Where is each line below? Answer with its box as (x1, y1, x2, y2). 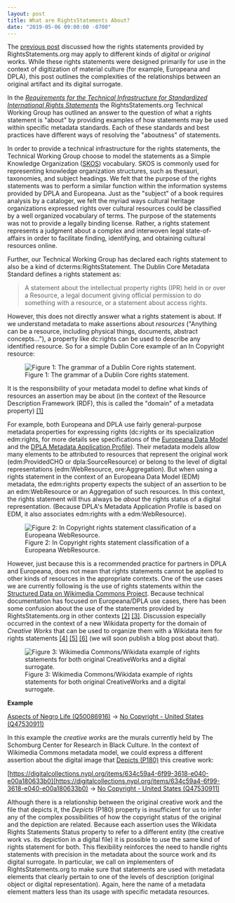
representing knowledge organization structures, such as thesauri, (7, 167, 200, 176)
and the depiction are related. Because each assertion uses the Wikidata (7, 820, 217, 829)
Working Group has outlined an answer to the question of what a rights (7, 108, 212, 117)
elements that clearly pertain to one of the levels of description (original (7, 873, 215, 881)
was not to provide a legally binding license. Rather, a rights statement (7, 219, 210, 228)
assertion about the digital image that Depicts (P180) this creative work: (7, 756, 214, 765)
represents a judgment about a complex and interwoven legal (7, 226, 184, 235)
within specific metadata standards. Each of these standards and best (7, 124, 210, 132)
